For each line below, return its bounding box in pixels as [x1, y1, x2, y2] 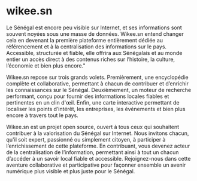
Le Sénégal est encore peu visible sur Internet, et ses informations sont [6, 24, 183, 31]
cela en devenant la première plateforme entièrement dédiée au [6, 36, 163, 44]
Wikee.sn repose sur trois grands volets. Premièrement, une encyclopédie [6, 73, 189, 81]
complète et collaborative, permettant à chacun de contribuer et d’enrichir [6, 79, 189, 87]
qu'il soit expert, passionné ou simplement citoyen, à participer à [6, 136, 166, 143]
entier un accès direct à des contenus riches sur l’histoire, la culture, [6, 56, 175, 63]
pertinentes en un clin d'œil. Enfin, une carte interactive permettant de [6, 99, 180, 106]
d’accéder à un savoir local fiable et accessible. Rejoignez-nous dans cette [6, 155, 191, 162]
